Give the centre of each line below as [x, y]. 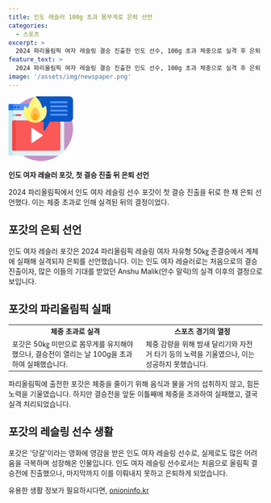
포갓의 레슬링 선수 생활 [61, 432]
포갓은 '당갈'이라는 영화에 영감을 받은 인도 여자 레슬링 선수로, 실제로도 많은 [125, 453]
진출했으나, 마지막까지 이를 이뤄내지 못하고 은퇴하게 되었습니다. [129, 473]
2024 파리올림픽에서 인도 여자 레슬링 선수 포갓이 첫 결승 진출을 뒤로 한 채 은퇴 [131, 192]
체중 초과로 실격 [75, 332]
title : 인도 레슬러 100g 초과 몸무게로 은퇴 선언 [81, 17]
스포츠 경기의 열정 [202, 332]
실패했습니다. [48, 364]
